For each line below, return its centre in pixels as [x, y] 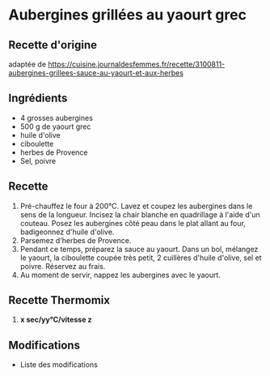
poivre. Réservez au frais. [63, 266]
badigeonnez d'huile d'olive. [67, 232]
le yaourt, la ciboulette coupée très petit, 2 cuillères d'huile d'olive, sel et [141, 258]
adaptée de [27, 64]
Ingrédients [38, 98]
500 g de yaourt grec [55, 126]
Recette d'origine [53, 45]
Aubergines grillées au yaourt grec [127, 15]
